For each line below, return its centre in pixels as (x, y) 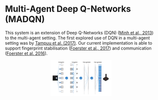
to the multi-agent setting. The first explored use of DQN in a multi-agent (78, 38)
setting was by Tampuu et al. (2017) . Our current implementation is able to (79, 43)
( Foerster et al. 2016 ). (26, 53)
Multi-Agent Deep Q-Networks (68, 9)
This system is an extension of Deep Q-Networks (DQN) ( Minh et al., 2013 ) (79, 33)
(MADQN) (25, 19)
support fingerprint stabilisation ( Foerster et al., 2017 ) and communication (78, 48)
